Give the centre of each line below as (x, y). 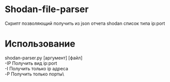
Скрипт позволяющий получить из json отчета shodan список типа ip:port (85, 23)
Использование (40, 44)
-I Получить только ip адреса (36, 68)
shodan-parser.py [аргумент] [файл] (44, 58)
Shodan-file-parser (47, 9)
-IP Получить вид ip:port (31, 63)
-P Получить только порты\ (35, 74)
